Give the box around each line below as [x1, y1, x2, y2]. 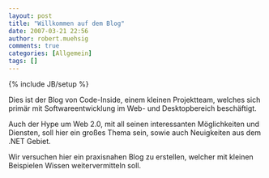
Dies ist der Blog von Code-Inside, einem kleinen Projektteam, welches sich [8, 95, 261, 104]
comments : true [8, 42, 60, 50]
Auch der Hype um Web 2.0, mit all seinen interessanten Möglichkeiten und [8, 119, 260, 129]
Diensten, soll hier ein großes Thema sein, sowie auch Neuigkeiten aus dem [8, 127, 262, 138]
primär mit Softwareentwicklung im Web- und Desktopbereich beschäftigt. [8, 103, 257, 113]
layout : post [8, 11, 53, 20]
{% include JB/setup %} [8, 78, 89, 89]
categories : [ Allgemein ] [8, 49, 92, 57]
